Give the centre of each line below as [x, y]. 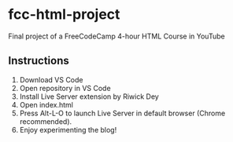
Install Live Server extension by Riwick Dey [89, 96]
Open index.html [46, 104]
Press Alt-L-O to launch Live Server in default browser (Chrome [122, 113]
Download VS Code [51, 79]
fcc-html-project [64, 15]
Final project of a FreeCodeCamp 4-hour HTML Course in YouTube [117, 36]
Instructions [39, 61]
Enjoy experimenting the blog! [68, 129]
